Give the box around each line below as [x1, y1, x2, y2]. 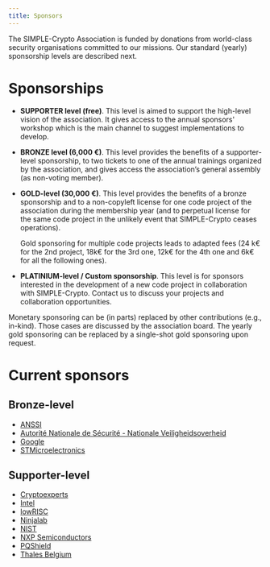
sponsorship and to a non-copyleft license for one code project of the [19, 197, 252, 206]
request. [8, 337, 36, 347]
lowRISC [19, 507, 48, 516]
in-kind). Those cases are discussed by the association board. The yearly [8, 321, 252, 330]
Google [19, 437, 45, 446]
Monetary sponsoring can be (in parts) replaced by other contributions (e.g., [8, 312, 262, 322]
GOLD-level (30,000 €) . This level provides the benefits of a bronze [19, 188, 247, 198]
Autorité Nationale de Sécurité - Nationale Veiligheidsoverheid [19, 428, 226, 437]
